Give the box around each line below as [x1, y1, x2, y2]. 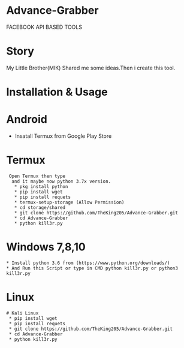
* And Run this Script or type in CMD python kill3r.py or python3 [6, 265, 179, 271]
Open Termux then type [8, 173, 66, 179]
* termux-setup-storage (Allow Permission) [14, 199, 125, 205]
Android [6, 113, 48, 126]
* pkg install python [14, 183, 68, 189]
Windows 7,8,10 [6, 240, 86, 254]
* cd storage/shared [14, 204, 66, 210]
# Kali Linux [6, 310, 39, 316]
